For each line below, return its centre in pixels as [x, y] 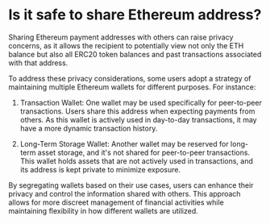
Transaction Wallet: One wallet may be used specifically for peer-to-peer [141, 102]
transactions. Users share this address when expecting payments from [137, 111]
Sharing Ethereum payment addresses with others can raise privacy [121, 37]
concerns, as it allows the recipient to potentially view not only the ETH [126, 45]
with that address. [38, 63]
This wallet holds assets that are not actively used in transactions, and [137, 161]
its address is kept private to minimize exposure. [100, 169]
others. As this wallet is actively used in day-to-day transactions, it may [138, 119]
